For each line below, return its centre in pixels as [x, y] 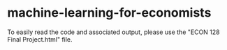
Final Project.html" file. [40, 39]
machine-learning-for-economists [109, 13]
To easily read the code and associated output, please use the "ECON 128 [113, 32]
